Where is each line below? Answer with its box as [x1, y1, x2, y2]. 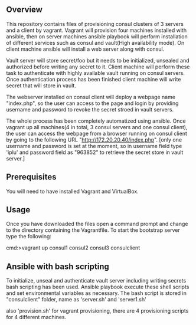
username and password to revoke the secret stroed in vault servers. [6, 106, 174, 113]
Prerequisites [6, 172, 57, 182]
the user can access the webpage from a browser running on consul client [6, 130, 188, 137]
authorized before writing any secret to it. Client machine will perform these [6, 63, 190, 70]
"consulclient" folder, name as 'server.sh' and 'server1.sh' [6, 296, 146, 303]
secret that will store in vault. [6, 82, 77, 89]
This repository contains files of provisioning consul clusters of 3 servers [6, 20, 184, 27]
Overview [6, 5, 43, 15]
